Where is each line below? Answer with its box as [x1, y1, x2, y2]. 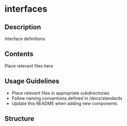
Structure [4, 115, 35, 123]
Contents [4, 50, 34, 58]
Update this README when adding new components [11, 100, 118, 106]
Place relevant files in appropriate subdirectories [11, 90, 109, 96]
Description [4, 23, 41, 31]
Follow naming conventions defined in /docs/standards [11, 95, 123, 101]
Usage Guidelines [4, 77, 60, 85]
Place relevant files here [4, 63, 53, 69]
